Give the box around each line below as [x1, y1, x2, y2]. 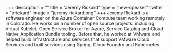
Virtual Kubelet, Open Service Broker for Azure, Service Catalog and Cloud [5, 26, 163, 32]
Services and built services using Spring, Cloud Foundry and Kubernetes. [5, 42, 161, 47]
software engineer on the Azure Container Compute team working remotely [5, 15, 165, 21]
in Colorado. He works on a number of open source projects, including [5, 20, 155, 26]
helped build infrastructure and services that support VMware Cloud [5, 36, 150, 42]
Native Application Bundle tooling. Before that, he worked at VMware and [5, 31, 160, 37]
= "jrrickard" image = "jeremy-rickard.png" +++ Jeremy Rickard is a [5, 10, 149, 16]
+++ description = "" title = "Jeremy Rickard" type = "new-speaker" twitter [5, 5, 163, 10]
